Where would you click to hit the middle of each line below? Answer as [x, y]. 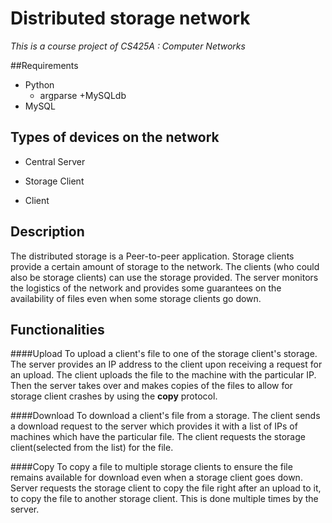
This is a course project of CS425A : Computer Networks [128, 46]
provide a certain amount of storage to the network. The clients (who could [165, 266]
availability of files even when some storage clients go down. [136, 298]
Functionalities [57, 329]
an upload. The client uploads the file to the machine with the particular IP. [163, 375]
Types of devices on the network [115, 137]
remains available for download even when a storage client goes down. [156, 478]
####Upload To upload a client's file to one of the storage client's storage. [164, 354]
